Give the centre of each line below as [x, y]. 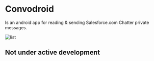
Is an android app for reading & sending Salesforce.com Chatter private [77, 22]
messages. [16, 27]
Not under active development [52, 52]
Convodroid [30, 9]
